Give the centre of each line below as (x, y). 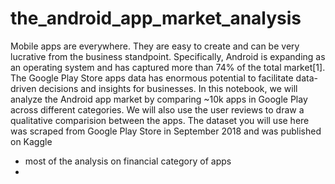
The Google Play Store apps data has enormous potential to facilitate (152, 78)
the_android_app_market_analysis (156, 18)
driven (23, 88)
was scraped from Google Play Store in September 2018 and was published (166, 131)
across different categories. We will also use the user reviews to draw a (157, 109)
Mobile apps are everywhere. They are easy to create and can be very (155, 46)
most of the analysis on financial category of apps (128, 161)
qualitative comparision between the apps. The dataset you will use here (160, 120)
